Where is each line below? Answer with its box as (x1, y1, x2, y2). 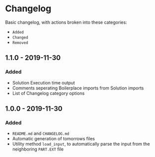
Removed (12, 40, 28, 45)
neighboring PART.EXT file (12, 146, 64, 152)
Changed (12, 35, 28, 40)
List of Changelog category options (12, 90, 85, 96)
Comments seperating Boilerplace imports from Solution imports (12, 85, 144, 91)
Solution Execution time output (12, 79, 75, 85)
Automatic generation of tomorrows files (12, 136, 95, 142)
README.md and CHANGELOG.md (12, 130, 69, 136)
